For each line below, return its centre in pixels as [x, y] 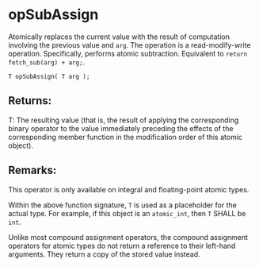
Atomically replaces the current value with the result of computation [119, 37]
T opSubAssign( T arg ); [49, 76]
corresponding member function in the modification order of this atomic [126, 137]
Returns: [30, 101]
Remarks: [32, 170]
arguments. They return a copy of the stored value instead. [104, 254]
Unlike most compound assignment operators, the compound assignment [128, 237]
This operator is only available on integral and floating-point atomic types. [129, 189]
